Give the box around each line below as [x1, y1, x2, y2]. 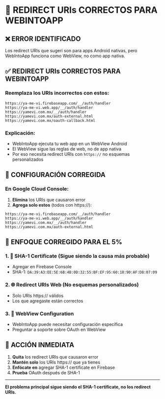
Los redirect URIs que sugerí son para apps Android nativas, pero [5, 48, 137, 53]
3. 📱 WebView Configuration [5, 310, 74, 317]
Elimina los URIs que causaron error [12, 197, 86, 203]
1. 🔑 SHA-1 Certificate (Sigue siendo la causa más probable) [5, 253, 150, 259]
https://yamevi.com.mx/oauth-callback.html [5, 118, 96, 123]
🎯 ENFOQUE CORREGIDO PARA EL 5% [5, 238, 123, 246]
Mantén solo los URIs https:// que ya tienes [12, 359, 101, 365]
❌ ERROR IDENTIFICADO [5, 35, 81, 43]
